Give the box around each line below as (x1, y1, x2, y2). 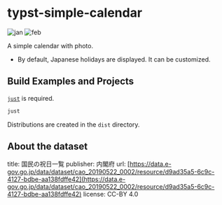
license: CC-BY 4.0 (83, 190, 139, 199)
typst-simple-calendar (7, 5, 142, 21)
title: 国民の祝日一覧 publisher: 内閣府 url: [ (7, 160, 130, 169)
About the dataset (7, 141, 88, 153)
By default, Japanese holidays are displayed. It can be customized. (17, 55, 211, 64)
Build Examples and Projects (7, 76, 134, 87)
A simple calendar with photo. (7, 41, 93, 50)
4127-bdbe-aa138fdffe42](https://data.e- (7, 175, 126, 183)
